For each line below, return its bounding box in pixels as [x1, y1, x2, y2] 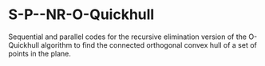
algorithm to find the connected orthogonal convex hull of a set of [41, 40, 258, 49]
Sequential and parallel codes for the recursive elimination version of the [8, 32, 247, 41]
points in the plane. [8, 49, 72, 58]
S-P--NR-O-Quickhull [8, 6, 155, 24]
